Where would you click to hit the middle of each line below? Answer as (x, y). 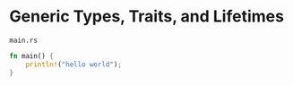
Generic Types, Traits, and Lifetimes (147, 17)
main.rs (24, 40)
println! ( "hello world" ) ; (74, 64)
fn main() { (31, 56)
